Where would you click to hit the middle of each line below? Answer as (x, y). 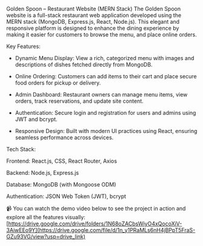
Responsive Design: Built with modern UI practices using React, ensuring (106, 131)
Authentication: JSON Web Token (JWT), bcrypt (66, 196)
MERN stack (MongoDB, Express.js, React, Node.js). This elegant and (93, 22)
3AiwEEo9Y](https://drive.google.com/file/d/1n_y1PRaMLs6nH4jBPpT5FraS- (101, 230)
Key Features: (23, 46)
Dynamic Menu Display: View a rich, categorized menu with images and (105, 58)
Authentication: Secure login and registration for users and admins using (105, 113)
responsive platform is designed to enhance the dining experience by (93, 28)
